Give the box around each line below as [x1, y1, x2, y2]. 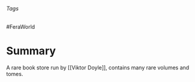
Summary [6, 44, 56, 58]
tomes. [6, 71, 23, 78]
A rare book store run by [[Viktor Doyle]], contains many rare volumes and [6, 64, 190, 71]
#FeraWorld [6, 23, 35, 31]
